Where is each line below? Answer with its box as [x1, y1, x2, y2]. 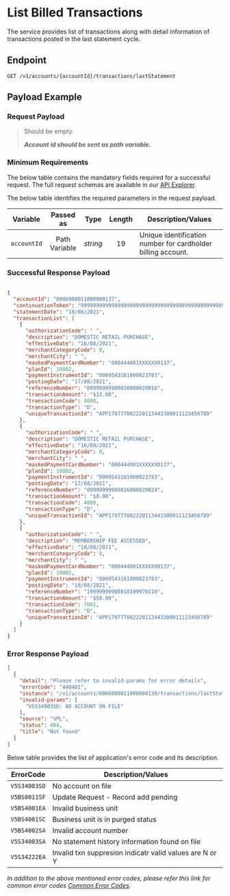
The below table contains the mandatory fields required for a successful [7, 173, 211, 181]
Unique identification [139, 230, 207, 240]
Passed [51, 210, 76, 220]
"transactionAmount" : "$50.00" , [25, 595, 118, 602]
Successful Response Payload [7, 268, 110, 277]
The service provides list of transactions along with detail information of [7, 27, 210, 36]
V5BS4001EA [10, 804, 46, 812]
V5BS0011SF [10, 793, 46, 801]
